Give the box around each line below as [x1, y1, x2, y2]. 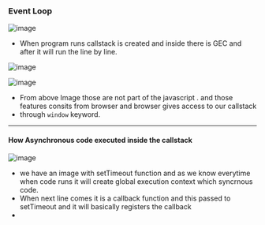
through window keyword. [19, 110, 101, 119]
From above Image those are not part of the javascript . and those [19, 93, 233, 103]
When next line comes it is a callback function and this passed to [19, 193, 231, 203]
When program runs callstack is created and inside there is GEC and [19, 39, 242, 48]
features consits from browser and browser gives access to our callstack [19, 101, 257, 111]
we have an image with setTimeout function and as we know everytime [19, 168, 251, 178]
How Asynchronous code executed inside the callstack [8, 135, 193, 144]
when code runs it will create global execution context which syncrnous [19, 176, 253, 186]
